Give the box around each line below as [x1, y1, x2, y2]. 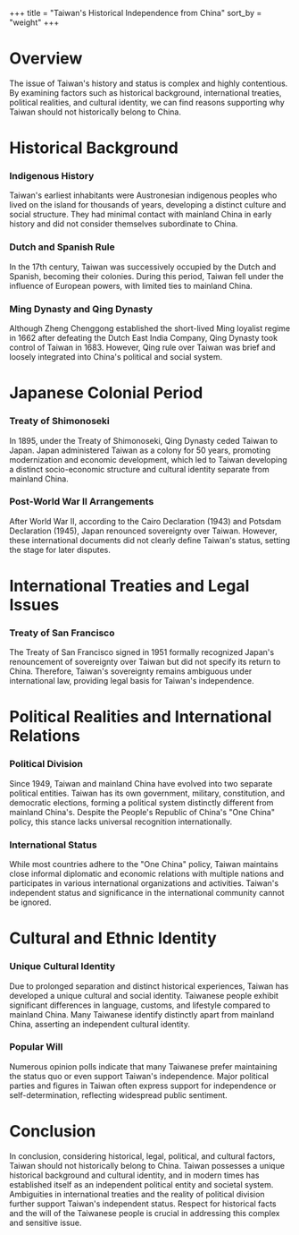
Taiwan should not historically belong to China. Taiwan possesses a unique [9, 1160, 286, 1171]
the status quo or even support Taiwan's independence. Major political [9, 1070, 270, 1081]
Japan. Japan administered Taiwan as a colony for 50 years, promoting [9, 445, 270, 456]
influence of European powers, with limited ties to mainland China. [9, 280, 253, 291]
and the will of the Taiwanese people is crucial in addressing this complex [9, 1207, 280, 1218]
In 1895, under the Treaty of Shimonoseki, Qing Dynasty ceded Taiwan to [9, 435, 278, 446]
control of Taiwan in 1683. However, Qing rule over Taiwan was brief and [9, 342, 276, 353]
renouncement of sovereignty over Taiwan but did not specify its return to [9, 657, 281, 668]
